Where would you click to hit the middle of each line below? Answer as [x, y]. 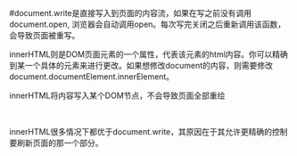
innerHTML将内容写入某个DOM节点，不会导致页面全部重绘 [117, 95]
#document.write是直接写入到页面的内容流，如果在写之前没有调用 [131, 13]
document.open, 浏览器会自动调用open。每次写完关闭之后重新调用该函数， [148, 24]
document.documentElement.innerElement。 [92, 77]
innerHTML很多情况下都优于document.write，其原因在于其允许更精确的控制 [148, 131]
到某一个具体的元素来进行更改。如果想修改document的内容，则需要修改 [141, 66]
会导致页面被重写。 [45, 35]
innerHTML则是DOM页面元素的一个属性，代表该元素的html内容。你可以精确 [148, 54]
